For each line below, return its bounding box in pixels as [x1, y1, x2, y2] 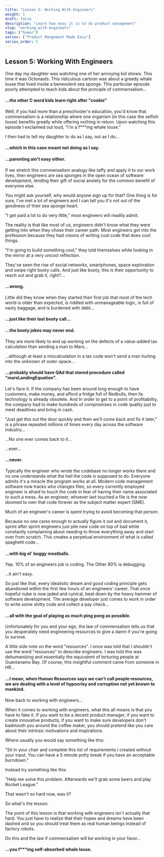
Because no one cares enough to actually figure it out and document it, [5, 518, 148, 524]
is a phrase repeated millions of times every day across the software [5, 421, 143, 427]
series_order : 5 [5, 39, 38, 44]
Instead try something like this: [5, 766, 67, 772]
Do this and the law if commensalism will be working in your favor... [5, 835, 141, 841]
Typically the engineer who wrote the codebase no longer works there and [5, 468, 156, 474]
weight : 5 [5, 12, 25, 17]
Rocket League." [5, 781, 38, 787]
